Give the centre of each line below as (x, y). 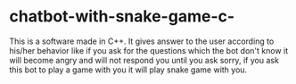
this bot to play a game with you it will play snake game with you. (128, 70)
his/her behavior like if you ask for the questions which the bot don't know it (149, 50)
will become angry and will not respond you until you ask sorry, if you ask (144, 60)
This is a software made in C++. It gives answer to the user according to (142, 41)
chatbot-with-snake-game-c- (122, 17)
